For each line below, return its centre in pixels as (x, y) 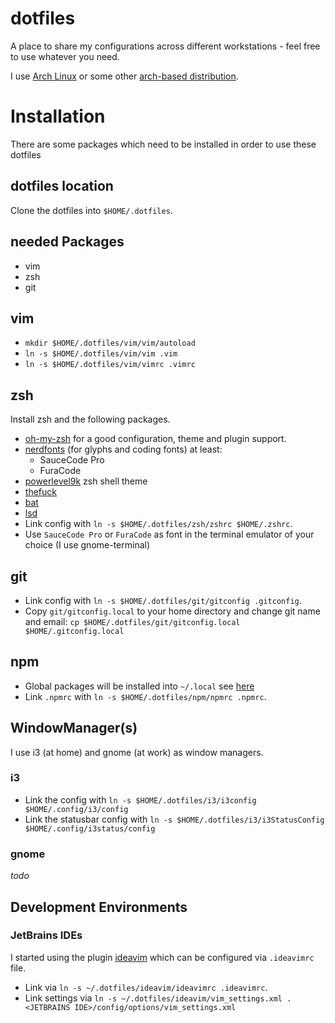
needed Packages (67, 242)
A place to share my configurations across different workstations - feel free (165, 46)
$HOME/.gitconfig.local (74, 631)
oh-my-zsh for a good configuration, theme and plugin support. (155, 439)
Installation (58, 116)
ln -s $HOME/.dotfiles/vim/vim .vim (101, 354)
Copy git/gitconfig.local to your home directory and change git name (172, 611)
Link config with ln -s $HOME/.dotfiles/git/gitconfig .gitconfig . (163, 600)
